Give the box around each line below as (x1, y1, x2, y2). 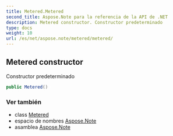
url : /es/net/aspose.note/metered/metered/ (6, 36, 114, 41)
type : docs (6, 25, 33, 31)
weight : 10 (6, 30, 33, 36)
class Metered (14, 111, 49, 118)
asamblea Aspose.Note (14, 123, 71, 130)
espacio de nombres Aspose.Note (14, 117, 97, 124)
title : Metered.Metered (6, 8, 64, 15)
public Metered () (6, 84, 48, 90)
